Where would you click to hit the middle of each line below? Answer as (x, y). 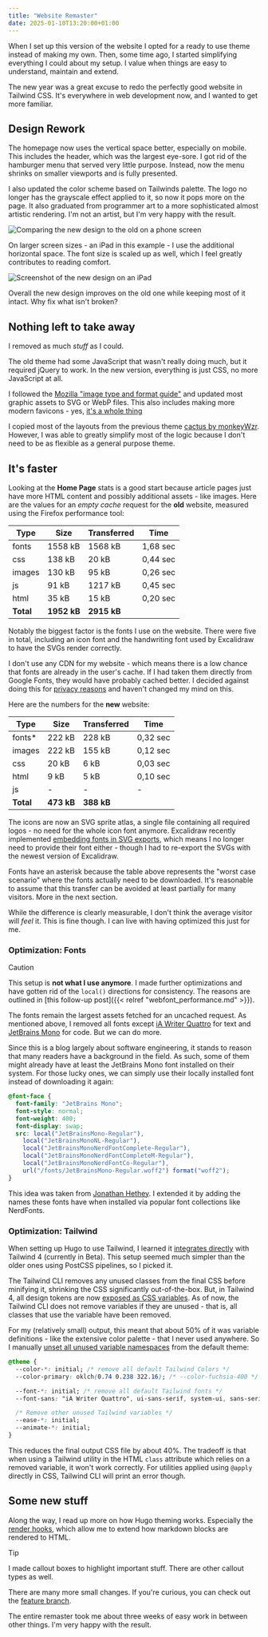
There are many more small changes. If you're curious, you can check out (130, 1592)
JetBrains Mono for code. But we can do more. (85, 1033)
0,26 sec (159, 572)
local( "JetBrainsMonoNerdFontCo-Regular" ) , (96, 1163)
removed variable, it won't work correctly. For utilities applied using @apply (130, 1467)
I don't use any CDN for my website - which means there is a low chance (128, 663)
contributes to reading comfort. (60, 262)
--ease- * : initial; (48, 1421)
